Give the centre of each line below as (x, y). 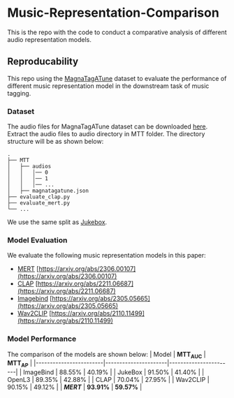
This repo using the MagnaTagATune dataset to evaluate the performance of (117, 78)
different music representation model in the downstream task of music (108, 86)
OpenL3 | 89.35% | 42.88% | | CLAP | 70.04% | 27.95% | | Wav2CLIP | (108, 380)
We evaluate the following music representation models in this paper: (107, 256)
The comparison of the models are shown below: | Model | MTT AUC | (107, 355)
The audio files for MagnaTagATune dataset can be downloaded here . (108, 126)
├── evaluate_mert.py (39, 203)
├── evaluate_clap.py (39, 197)
